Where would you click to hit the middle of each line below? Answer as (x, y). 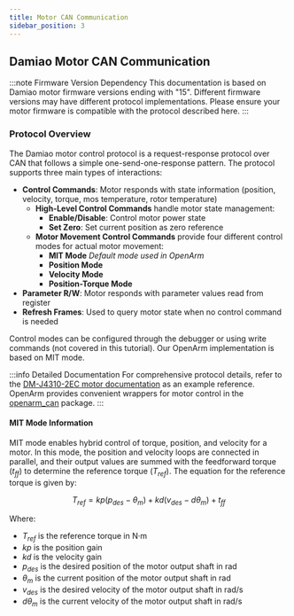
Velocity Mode (76, 274)
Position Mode (76, 265)
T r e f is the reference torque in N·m (85, 537)
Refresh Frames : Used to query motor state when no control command (151, 312)
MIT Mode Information (51, 423)
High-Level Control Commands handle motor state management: (155, 208)
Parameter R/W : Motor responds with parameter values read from (143, 292)
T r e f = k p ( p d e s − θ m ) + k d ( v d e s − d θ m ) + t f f (149, 500)
